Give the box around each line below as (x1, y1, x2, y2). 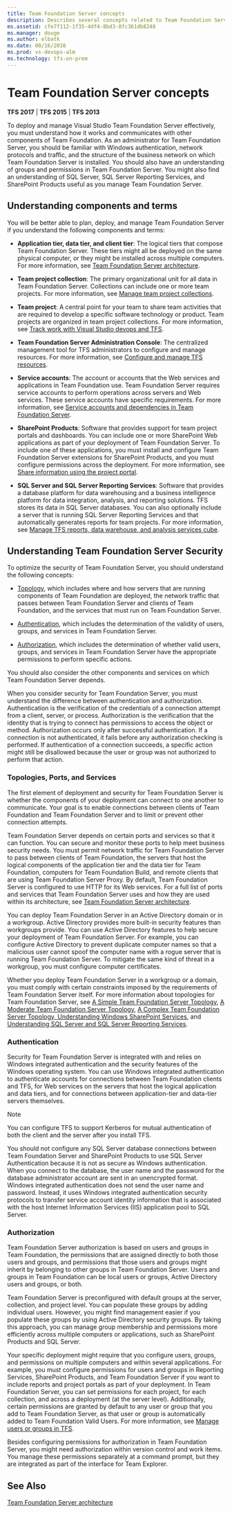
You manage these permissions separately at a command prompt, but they (7, 1453, 220, 1461)
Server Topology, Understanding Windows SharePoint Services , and (7, 1012, 202, 1021)
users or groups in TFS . (7, 1424, 75, 1433)
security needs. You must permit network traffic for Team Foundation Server (7, 846, 224, 854)
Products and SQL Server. (7, 1337, 81, 1346)
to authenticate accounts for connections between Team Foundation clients (7, 1075, 222, 1083)
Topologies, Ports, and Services (7, 772, 117, 782)
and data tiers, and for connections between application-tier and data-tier (7, 1089, 217, 1097)
